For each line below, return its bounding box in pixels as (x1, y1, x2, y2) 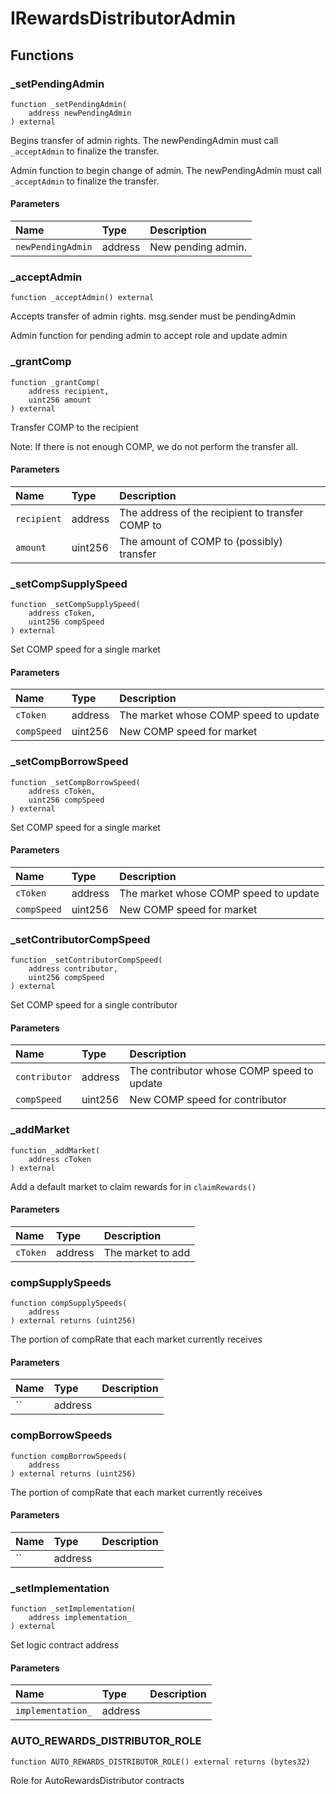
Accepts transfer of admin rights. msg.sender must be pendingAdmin (10, 310, 297, 322)
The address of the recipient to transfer (119, 505, 304, 519)
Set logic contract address (10, 1639, 120, 1651)
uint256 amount (28, 395, 92, 405)
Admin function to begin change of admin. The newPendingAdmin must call (10, 164, 322, 176)
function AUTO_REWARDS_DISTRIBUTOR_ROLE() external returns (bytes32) (10, 1757, 311, 1767)
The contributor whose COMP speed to (129, 1064, 314, 1078)
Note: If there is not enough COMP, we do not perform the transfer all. (10, 440, 298, 452)
